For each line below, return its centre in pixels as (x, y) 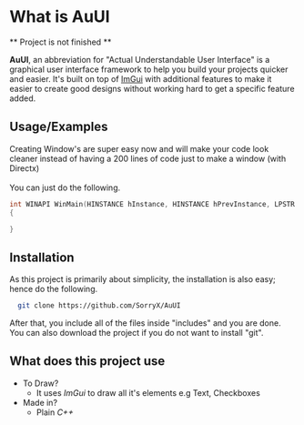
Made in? (40, 402)
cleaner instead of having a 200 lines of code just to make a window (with (148, 158)
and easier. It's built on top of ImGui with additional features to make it (141, 78)
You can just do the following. (65, 187)
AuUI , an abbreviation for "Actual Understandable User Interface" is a (140, 59)
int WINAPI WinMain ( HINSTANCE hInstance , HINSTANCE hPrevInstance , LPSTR (152, 204)
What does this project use (87, 361)
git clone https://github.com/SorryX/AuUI (99, 306)
